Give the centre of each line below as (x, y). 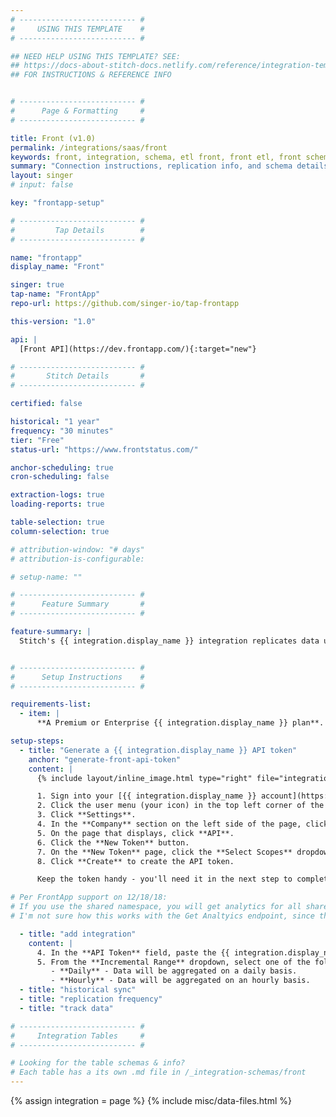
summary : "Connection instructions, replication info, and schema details (169, 166)
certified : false (46, 404)
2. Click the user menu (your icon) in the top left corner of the (180, 806)
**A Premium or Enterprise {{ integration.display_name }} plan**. (180, 723)
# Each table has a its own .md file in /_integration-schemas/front (158, 1072)
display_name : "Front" (57, 267)
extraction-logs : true (57, 495)
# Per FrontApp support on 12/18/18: (89, 897)
